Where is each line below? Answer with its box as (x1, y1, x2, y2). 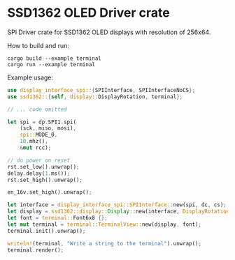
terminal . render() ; (7, 246, 64, 254)
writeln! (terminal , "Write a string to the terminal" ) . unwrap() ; (7, 240, 201, 247)
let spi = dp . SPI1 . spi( (7, 118, 77, 125)
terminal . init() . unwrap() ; (7, 227, 86, 234)
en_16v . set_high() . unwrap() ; (7, 189, 92, 196)
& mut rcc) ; (20, 144, 52, 151)
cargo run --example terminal (7, 61, 96, 68)
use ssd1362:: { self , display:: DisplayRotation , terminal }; (7, 93, 183, 100)
